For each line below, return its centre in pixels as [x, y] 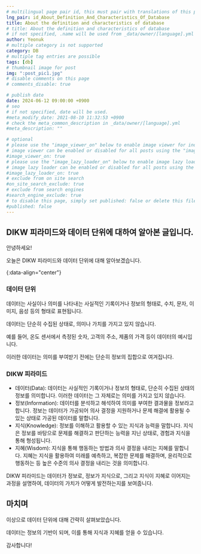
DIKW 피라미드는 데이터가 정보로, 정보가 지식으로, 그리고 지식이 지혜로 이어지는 [98, 475]
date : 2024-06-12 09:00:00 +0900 [48, 101]
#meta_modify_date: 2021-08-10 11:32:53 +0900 [65, 118]
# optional [20, 140]
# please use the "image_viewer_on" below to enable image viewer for [96, 145]
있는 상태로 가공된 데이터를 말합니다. [57, 418]
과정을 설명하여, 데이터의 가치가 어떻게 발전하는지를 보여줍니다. [80, 483]
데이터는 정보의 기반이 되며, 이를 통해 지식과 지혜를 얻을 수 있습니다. [85, 532]
